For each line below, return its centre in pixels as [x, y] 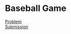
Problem [13, 22]
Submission [17, 26]
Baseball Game [36, 8]
